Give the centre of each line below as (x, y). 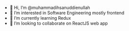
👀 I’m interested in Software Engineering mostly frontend (67, 13)
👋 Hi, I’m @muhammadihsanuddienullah (50, 8)
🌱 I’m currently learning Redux (40, 18)
